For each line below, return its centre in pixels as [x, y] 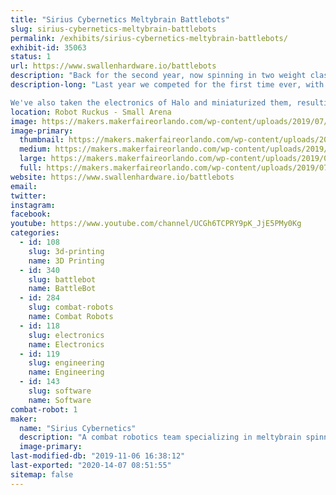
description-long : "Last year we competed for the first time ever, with [167, 85]
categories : [35, 233]
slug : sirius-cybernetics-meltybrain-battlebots [113, 29]
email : [24, 186]
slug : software [60, 391]
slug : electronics [66, 335]
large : [33, 159]
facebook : [31, 214]
